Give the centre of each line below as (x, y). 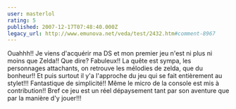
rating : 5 (22, 20)
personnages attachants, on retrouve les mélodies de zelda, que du (105, 68)
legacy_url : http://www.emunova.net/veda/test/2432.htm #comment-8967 (112, 33)
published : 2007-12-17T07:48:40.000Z (63, 27)
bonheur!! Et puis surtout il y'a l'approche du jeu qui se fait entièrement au (115, 76)
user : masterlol (31, 14)
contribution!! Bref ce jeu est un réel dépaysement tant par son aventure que (118, 91)
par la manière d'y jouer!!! (45, 98)
